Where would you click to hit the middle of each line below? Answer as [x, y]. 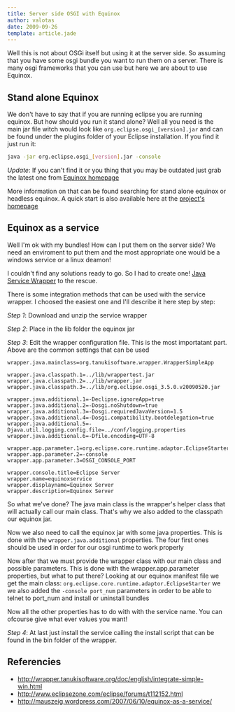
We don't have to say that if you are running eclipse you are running [105, 114]
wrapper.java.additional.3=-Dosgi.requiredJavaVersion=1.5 [95, 411]
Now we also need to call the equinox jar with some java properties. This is [115, 532]
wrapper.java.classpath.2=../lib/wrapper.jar [74, 381]
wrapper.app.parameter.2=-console [58, 454]
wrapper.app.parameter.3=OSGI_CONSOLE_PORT [72, 460]
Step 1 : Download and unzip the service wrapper [77, 315]
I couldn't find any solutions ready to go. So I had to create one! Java [107, 273]
